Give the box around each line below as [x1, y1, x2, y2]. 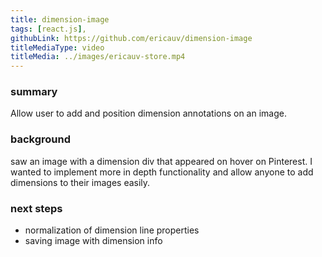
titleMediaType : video [10, 42, 105, 53]
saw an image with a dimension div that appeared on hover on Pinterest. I [10, 155, 313, 167]
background [10, 132, 72, 146]
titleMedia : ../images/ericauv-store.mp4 [10, 52, 186, 62]
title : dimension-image [10, 14, 110, 25]
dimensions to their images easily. [10, 176, 151, 188]
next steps [10, 201, 63, 215]
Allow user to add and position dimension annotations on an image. [10, 107, 287, 120]
